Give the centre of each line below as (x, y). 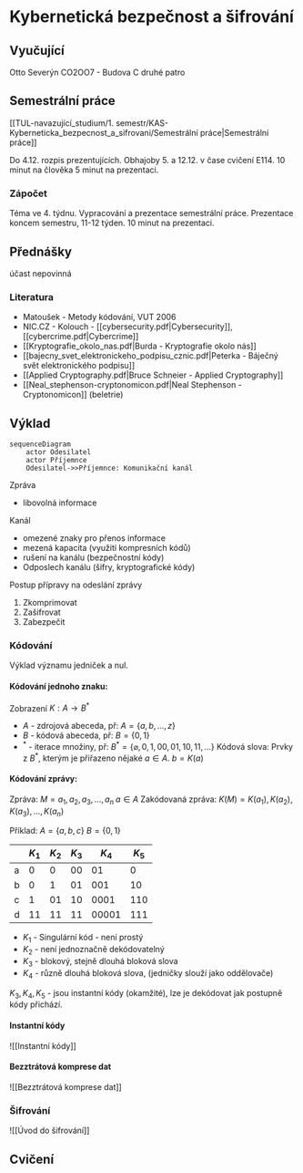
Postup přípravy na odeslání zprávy (76, 585)
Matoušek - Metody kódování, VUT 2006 (99, 317)
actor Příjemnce (57, 461)
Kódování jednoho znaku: (59, 686)
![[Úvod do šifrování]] (50, 1131)
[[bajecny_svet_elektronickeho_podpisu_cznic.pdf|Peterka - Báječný (151, 356)
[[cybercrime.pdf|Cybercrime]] (81, 337)
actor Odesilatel (59, 452)
